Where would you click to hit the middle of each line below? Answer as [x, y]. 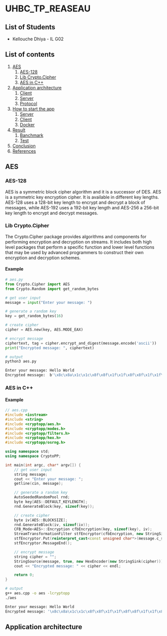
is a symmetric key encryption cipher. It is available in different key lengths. [82, 197]
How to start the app [33, 109]
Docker [27, 124]
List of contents [30, 54]
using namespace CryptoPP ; [33, 456]
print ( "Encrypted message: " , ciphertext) [50, 348]
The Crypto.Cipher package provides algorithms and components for [76, 236]
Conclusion [24, 146]
